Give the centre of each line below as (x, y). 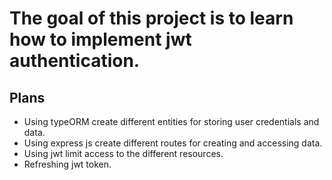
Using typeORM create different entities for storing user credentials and (171, 121)
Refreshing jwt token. (67, 164)
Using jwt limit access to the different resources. (123, 153)
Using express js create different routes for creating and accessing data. (173, 143)
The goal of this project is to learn (151, 18)
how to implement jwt (100, 39)
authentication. (75, 61)
